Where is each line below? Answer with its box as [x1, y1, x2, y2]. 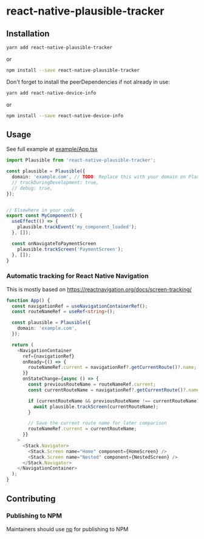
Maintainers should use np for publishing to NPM [6, 525, 129, 532]
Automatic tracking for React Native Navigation [6, 272, 149, 280]
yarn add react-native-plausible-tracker [6, 44, 113, 50]
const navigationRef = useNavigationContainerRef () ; [12, 303, 148, 309]
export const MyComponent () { [6, 212, 83, 219]
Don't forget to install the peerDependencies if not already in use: [6, 78, 170, 86]
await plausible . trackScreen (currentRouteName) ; [33, 404, 159, 410]
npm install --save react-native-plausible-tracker [6, 67, 140, 73]
